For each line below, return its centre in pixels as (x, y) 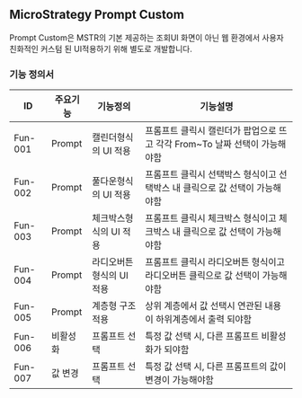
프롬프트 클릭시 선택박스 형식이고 (211, 174)
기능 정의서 (32, 74)
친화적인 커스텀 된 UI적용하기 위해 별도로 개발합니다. (101, 49)
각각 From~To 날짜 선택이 (207, 145)
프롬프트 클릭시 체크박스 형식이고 (211, 218)
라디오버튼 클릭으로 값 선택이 (203, 276)
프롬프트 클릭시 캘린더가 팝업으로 (211, 131)
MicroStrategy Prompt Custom (97, 15)
